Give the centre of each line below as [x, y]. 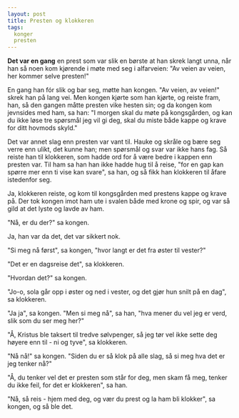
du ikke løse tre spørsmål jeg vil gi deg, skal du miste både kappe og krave [117, 120]
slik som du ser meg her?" [46, 321]
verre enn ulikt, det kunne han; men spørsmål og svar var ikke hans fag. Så [117, 149]
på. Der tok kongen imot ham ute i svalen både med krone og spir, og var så [119, 201]
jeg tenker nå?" [30, 364]
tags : [15, 27]
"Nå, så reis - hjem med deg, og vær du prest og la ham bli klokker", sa [112, 399]
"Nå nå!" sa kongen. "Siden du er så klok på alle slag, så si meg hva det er [116, 356]
